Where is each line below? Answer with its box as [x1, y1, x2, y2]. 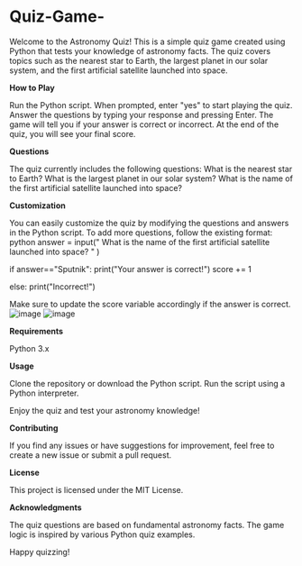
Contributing [9, 422, 59, 434]
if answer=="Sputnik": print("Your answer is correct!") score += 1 [9, 263, 252, 274]
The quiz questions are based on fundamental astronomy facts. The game [9, 519, 285, 530]
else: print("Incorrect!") [9, 281, 96, 292]
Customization [9, 200, 66, 211]
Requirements [9, 325, 64, 336]
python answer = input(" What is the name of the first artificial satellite [9, 236, 270, 247]
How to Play [9, 82, 56, 93]
